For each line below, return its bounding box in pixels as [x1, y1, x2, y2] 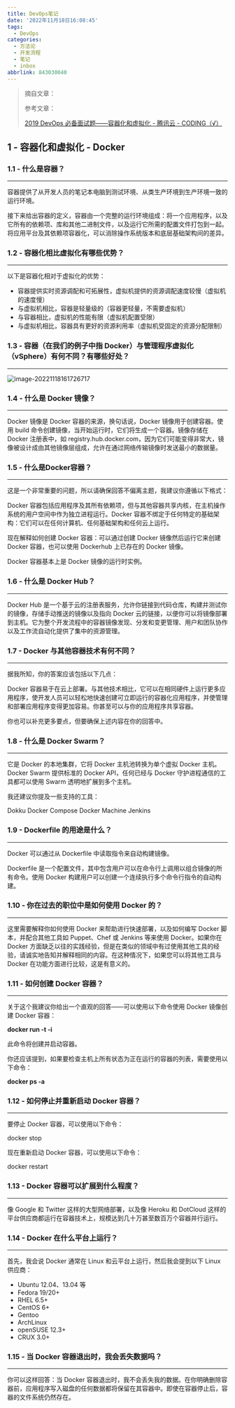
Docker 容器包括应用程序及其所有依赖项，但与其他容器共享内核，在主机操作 [7, 502, 226, 510]
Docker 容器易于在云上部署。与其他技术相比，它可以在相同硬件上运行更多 [7, 684, 220, 693]
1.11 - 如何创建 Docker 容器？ [7, 979, 104, 988]
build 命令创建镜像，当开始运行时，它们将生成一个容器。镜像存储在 [15, 426, 209, 434]
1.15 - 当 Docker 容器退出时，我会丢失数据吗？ [7, 1351, 162, 1361]
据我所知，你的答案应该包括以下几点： [7, 670, 117, 678]
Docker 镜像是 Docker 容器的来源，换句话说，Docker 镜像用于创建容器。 [7, 417, 218, 426]
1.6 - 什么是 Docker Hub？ [7, 577, 96, 586]
